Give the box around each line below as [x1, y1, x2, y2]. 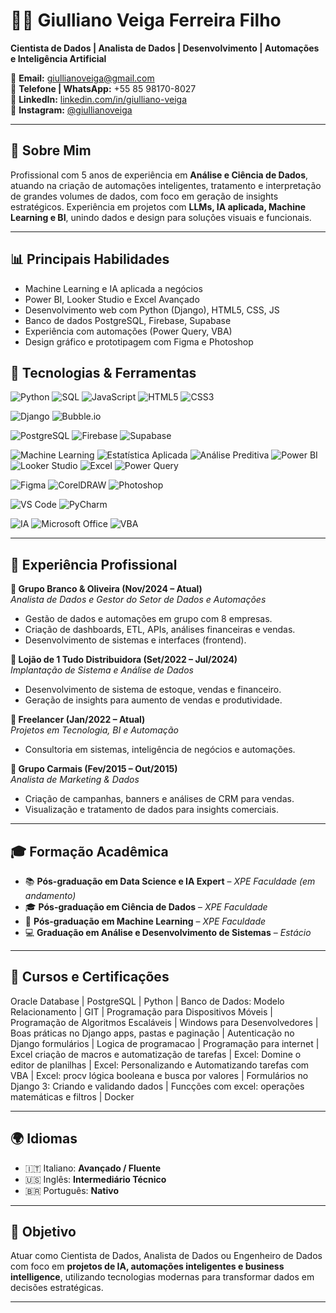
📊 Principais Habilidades [10, 251, 170, 268]
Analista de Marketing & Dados [10, 774, 140, 786]
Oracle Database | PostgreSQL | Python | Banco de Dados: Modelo [10, 995, 285, 1007]
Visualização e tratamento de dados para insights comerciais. [24, 804, 279, 816]
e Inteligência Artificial [10, 52, 107, 64]
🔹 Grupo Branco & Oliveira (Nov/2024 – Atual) [10, 583, 203, 595]
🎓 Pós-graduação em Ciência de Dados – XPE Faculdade [24, 901, 268, 913]
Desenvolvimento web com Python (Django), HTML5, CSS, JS [24, 304, 280, 316]
